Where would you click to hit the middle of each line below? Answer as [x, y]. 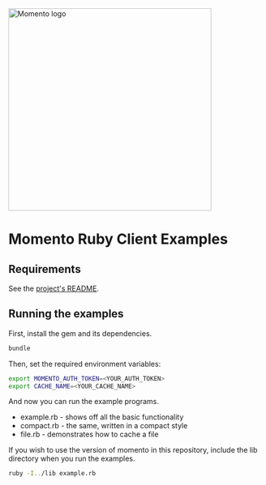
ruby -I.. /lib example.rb [52, 474]
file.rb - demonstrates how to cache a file [89, 434]
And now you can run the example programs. [84, 402]
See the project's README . [54, 288]
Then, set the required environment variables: [85, 364]
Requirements [45, 269]
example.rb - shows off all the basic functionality [102, 417]
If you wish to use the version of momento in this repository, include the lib [133, 450]
